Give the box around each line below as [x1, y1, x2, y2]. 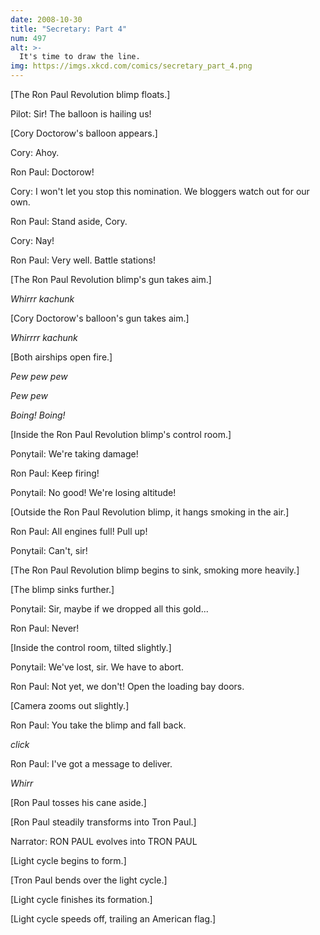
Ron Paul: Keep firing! [10, 467, 100, 479]
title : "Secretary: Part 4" [10, 24, 128, 34]
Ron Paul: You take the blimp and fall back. [10, 719, 187, 731]
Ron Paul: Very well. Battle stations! [10, 254, 156, 266]
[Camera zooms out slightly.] [10, 700, 130, 711]
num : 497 [10, 33, 47, 43]
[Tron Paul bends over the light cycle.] [10, 874, 168, 886]
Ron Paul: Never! [10, 622, 80, 634]
